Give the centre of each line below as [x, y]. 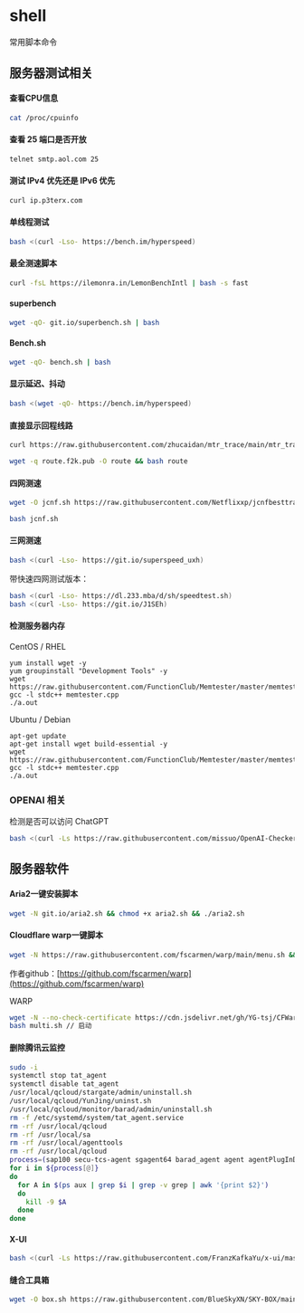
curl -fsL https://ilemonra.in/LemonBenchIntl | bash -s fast [129, 283]
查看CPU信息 [34, 98]
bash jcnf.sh [34, 519]
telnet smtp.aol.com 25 [54, 159]
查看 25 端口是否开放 [48, 139]
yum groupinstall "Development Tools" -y [89, 671]
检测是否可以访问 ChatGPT [59, 822]
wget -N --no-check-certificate [70, 1018]
